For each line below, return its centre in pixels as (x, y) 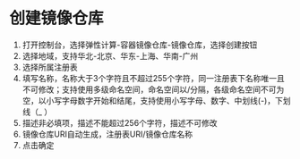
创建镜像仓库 (57, 18)
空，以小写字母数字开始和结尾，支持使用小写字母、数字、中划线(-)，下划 (156, 100)
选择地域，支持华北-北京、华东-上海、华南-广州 (110, 55)
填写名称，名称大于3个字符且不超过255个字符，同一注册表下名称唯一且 (153, 78)
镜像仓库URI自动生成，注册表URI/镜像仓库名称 (107, 134)
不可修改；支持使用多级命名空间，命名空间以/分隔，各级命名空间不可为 (153, 89)
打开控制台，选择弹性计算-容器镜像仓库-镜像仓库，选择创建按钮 (140, 45)
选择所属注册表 (50, 67)
